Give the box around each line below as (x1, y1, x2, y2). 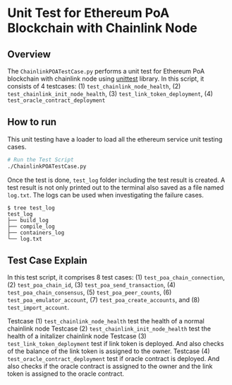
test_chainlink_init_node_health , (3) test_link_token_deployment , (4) (7, 90, 214, 98)
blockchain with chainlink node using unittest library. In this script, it (7, 74, 204, 83)
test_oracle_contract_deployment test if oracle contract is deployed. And (7, 355, 220, 363)
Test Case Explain (7, 254, 88, 266)
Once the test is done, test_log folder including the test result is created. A (7, 176, 226, 184)
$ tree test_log (7, 204, 55, 212)
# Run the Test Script (7, 156, 74, 163)
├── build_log (7, 217, 49, 224)
